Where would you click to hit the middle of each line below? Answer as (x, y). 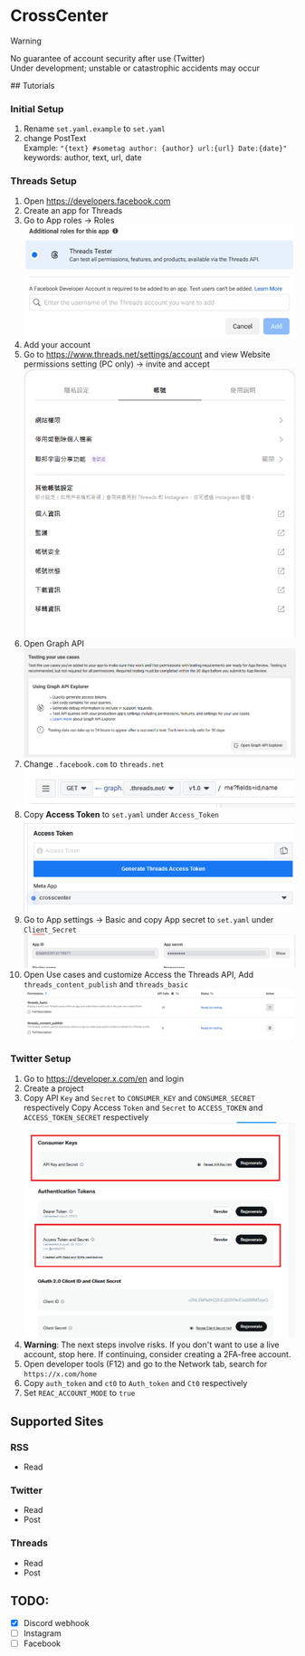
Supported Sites (57, 1421)
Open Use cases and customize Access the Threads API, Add (138, 975)
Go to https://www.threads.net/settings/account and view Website (147, 354)
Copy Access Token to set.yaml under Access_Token (121, 815)
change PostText (55, 139)
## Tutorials (33, 85)
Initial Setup (37, 109)
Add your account (57, 344)
